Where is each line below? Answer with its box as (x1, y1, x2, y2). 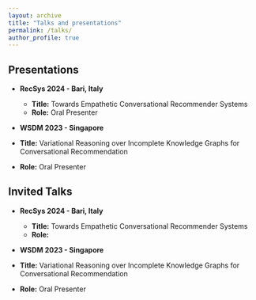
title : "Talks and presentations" (8, 19, 122, 27)
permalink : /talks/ (8, 26, 73, 34)
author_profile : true (8, 33, 80, 42)
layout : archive (8, 11, 62, 20)
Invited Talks (8, 185, 73, 199)
